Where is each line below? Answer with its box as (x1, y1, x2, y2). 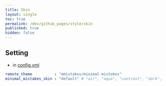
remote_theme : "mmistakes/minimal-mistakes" (5, 72, 122, 77)
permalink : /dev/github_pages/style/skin (5, 21, 93, 26)
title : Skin (5, 7, 30, 12)
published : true (5, 26, 39, 31)
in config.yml (12, 62, 39, 68)
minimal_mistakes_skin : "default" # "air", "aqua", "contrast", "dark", (5, 76, 162, 81)
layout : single (5, 12, 37, 17)
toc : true (5, 16, 26, 21)
